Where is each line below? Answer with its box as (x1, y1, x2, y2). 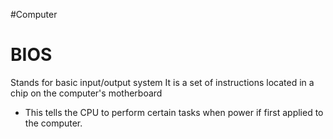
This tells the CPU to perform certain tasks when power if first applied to (24, 106, 324, 118)
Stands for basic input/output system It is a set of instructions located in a (10, 76, 315, 88)
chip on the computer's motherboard (10, 87, 163, 99)
